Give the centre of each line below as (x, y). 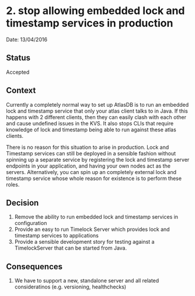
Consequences (34, 266)
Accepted (18, 72)
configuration (31, 223)
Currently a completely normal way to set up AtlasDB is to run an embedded (97, 104)
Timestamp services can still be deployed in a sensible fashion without (91, 153)
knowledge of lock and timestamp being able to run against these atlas (91, 130)
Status (18, 58)
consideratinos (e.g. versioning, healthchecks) (70, 287)
